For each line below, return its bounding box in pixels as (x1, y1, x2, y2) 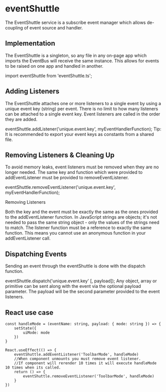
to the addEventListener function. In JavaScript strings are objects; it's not (5, 214, 158, 220)
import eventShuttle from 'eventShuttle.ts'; (5, 73, 92, 79)
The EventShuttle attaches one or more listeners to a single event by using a (5, 100, 162, 106)
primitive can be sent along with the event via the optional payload (5, 283, 141, 289)
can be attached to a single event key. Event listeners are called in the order (5, 111, 161, 117)
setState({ (14, 326, 37, 331)
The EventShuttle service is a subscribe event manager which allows (5, 19, 146, 25)
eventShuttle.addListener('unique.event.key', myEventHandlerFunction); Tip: (5, 126, 162, 132)
